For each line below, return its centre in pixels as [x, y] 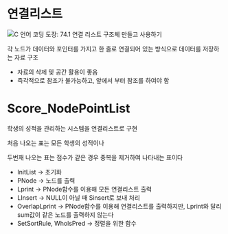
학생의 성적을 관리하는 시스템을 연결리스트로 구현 [72, 128]
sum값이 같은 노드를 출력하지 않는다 [65, 214]
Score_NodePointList [69, 108]
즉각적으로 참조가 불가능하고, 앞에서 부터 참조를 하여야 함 [93, 80]
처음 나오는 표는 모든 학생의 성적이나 [56, 143]
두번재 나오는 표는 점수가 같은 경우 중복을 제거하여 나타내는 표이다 [95, 157]
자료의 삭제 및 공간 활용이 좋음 [57, 72]
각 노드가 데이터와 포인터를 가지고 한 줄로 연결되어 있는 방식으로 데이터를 [104, 49]
